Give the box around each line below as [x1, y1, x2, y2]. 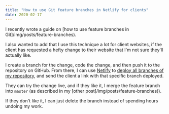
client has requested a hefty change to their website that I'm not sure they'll [5, 47, 163, 53]
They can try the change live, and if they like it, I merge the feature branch [5, 82, 160, 89]
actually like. [5, 52, 31, 58]
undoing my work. [5, 103, 43, 109]
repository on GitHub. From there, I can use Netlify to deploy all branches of [5, 67, 164, 73]
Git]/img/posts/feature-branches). [5, 31, 77, 37]
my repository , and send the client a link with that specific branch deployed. [5, 72, 164, 79]
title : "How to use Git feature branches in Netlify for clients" [5, 7, 149, 13]
